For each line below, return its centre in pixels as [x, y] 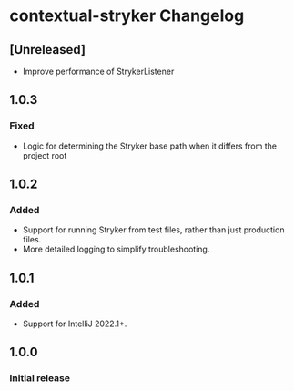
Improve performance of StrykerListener [98, 71]
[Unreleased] [48, 50]
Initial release [40, 378]
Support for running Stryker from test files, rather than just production [153, 230]
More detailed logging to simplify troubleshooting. [116, 249]
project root [45, 155]
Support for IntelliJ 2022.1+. [75, 324]
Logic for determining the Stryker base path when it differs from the [150, 146]
